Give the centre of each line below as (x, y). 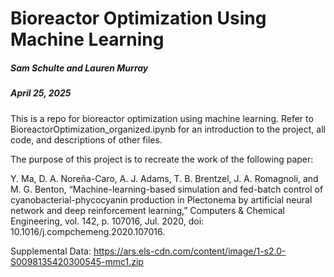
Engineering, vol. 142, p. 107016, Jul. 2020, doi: (107, 221)
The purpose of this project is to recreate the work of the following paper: (162, 159)
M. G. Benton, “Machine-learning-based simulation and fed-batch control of (167, 189)
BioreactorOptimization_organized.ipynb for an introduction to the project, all (168, 129)
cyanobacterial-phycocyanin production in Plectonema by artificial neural (161, 199)
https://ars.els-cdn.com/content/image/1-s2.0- (190, 251)
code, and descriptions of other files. (86, 139)
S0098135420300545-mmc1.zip (77, 261)
